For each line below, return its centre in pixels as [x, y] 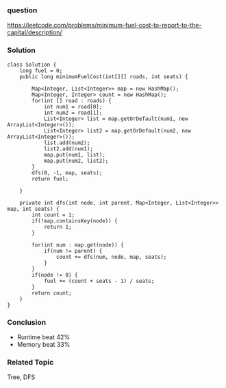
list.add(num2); [67, 143]
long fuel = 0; [41, 71]
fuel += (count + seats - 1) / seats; [99, 281]
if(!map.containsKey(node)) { [75, 221]
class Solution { [32, 65]
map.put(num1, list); [75, 155]
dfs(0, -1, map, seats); [67, 173]
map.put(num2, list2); [76, 161]
